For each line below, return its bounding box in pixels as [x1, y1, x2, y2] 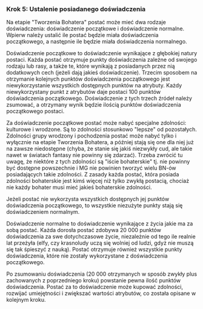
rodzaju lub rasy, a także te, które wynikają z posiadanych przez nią [6, 62, 175, 70]
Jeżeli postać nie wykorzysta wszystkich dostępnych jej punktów [6, 196, 170, 203]
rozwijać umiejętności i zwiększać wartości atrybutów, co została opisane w [6, 290, 196, 297]
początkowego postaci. [6, 108, 65, 115]
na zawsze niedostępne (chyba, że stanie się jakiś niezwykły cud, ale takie [6, 145, 193, 153]
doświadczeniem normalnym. [6, 208, 80, 216]
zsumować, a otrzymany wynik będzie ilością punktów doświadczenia [6, 101, 182, 108]
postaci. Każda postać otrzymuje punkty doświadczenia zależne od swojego [6, 56, 198, 64]
